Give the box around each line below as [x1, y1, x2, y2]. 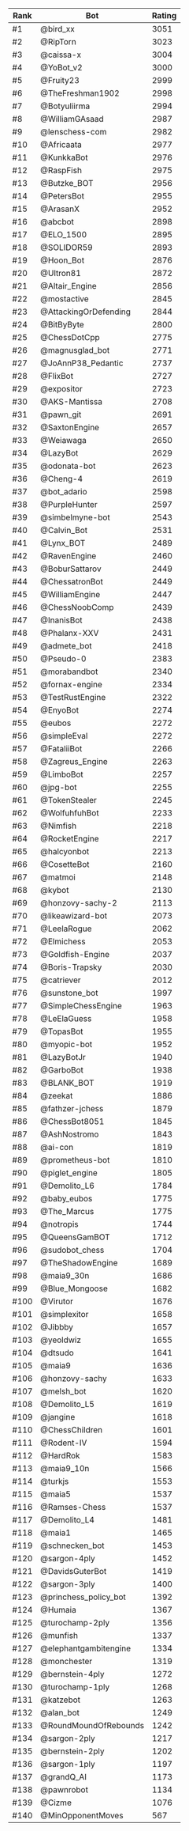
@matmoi [40, 872, 76, 883]
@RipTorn [40, 36, 76, 47]
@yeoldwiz [40, 1334, 81, 1345]
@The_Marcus [40, 1206, 94, 1216]
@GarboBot [40, 1065, 84, 1075]
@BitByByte [40, 320, 84, 330]
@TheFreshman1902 [40, 88, 120, 98]
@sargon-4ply [40, 1553, 96, 1564]
